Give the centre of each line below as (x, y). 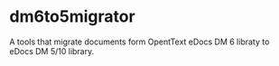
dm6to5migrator (72, 17)
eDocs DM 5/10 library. (52, 51)
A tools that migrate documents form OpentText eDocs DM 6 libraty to (139, 42)
